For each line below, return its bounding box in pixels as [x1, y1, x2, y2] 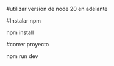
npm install [6, 29, 34, 36]
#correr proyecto [6, 41, 49, 48]
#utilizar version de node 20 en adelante [6, 5, 108, 12]
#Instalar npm [6, 17, 41, 24]
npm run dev [6, 53, 38, 60]
